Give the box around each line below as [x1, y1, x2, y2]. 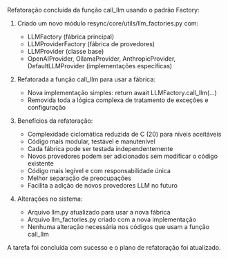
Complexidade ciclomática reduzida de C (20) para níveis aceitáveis [27, 130, 222, 138]
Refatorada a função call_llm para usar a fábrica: [17, 75, 155, 83]
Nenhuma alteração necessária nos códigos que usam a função [27, 223, 209, 230]
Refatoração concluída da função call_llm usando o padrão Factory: [7, 6, 200, 14]
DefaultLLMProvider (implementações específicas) [27, 62, 173, 70]
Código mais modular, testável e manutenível [27, 137, 155, 146]
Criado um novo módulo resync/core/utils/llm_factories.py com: [17, 19, 199, 27]
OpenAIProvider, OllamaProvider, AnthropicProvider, [27, 54, 176, 63]
